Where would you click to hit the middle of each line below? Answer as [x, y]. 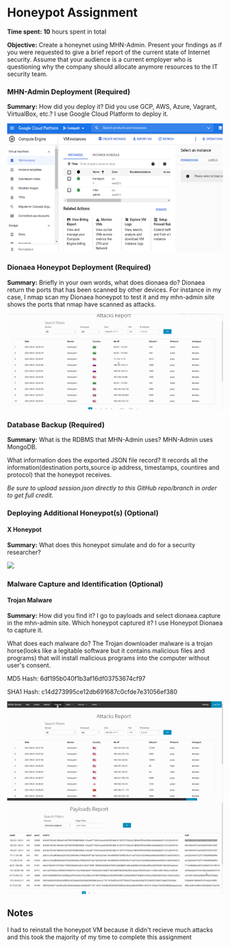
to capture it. [25, 630]
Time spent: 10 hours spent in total [57, 32]
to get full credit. [30, 495]
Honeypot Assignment [73, 13]
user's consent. [29, 665]
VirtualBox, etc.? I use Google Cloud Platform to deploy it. [88, 114]
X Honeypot [25, 529]
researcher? [24, 552]
